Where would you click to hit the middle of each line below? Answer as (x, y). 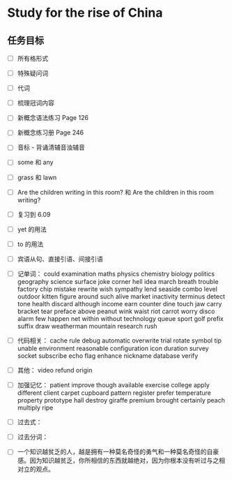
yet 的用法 (32, 229)
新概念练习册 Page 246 (51, 133)
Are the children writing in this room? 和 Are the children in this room (115, 192)
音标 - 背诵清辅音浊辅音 (51, 147)
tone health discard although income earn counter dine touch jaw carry (119, 303)
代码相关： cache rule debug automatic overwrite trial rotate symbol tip (119, 340)
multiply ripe (35, 408)
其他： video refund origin (55, 370)
